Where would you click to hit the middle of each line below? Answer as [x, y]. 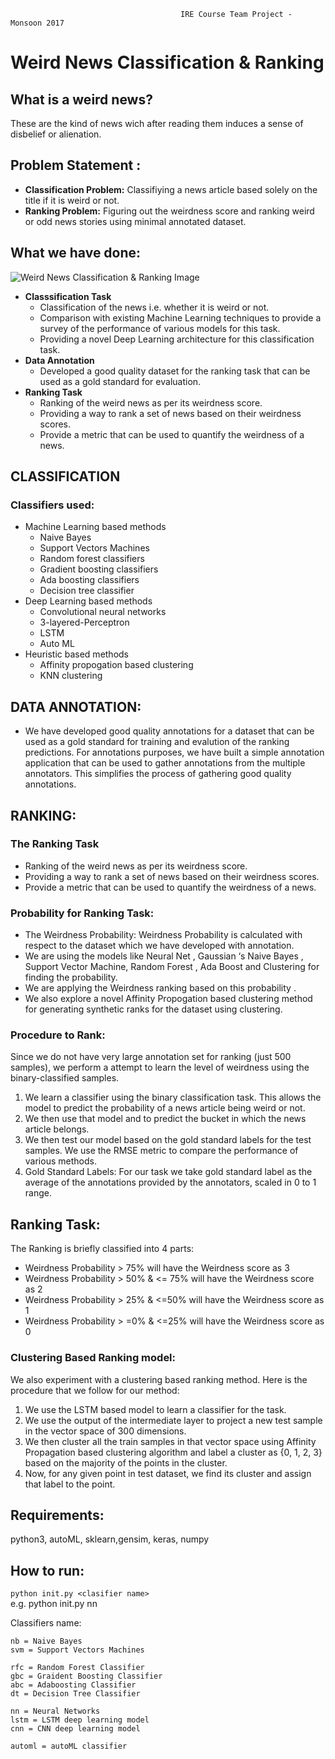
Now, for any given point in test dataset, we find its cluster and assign [168, 1473]
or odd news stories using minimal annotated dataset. [135, 221]
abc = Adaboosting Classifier [73, 1685]
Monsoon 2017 [37, 23]
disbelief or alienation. [56, 134]
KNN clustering [71, 676]
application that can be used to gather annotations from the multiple [165, 763]
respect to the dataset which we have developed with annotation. [159, 946]
